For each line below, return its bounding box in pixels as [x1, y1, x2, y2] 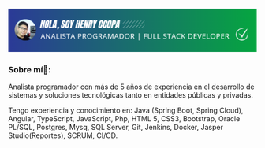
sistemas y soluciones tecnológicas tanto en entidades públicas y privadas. [8, 91, 254, 100]
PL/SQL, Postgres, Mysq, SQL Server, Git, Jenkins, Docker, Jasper [8, 123, 223, 132]
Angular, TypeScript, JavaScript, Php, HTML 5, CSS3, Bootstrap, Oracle [8, 114, 241, 124]
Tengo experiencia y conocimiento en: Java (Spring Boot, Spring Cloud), [8, 105, 244, 115]
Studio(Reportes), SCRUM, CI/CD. [8, 131, 118, 140]
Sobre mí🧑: [8, 65, 51, 76]
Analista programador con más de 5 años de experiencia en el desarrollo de [8, 82, 255, 91]
